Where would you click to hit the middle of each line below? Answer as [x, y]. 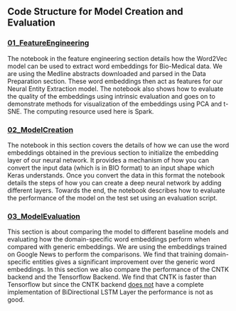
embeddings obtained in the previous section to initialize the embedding [113, 153]
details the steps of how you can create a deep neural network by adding [114, 182]
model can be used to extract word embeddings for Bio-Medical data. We [115, 66]
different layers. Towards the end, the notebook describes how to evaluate [116, 190]
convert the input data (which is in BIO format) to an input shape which [111, 168]
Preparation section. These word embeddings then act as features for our [115, 81]
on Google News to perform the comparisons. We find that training [105, 254]
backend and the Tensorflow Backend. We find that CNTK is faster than [112, 277]
